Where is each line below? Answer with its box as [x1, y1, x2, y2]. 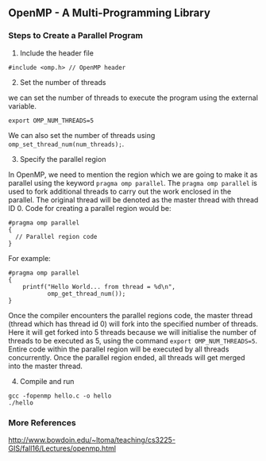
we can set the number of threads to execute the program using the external [8, 93, 258, 102]
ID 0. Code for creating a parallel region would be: [8, 203, 172, 213]
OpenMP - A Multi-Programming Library [8, 6, 210, 20]
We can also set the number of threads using [8, 130, 156, 140]
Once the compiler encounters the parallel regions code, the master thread [8, 310, 253, 320]
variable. [8, 101, 37, 110]
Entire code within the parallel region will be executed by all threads [8, 344, 229, 354]
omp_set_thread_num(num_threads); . [8, 139, 125, 148]
